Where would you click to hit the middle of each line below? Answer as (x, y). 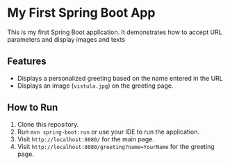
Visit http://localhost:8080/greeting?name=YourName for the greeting (116, 146)
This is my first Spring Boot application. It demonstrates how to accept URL (115, 32)
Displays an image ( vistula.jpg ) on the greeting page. (95, 86)
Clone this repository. (48, 124)
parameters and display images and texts (66, 39)
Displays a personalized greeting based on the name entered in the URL (120, 78)
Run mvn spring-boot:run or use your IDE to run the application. (108, 132)
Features (27, 62)
